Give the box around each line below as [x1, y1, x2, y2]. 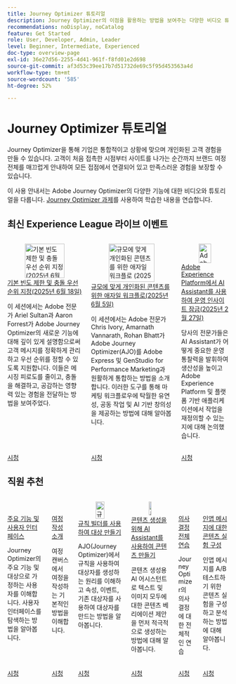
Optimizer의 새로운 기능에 [7, 328, 79, 337]
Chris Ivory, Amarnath [91, 323, 155, 331]
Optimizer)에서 [78, 550, 120, 559]
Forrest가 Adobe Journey [7, 320, 81, 328]
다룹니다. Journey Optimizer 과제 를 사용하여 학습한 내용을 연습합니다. [20, 195, 213, 204]
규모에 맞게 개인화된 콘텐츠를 [91, 282, 170, 290]
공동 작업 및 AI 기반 [100, 400, 153, 408]
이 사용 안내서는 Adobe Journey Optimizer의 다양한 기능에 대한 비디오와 [7, 187, 207, 195]
